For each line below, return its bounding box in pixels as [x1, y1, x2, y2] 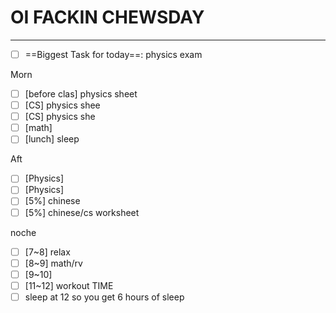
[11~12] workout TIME [24, 279, 114, 291]
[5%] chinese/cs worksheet [24, 206, 140, 218]
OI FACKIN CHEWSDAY [10, 6, 205, 29]
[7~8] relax [24, 246, 71, 258]
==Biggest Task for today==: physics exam [24, 48, 203, 60]
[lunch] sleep [24, 133, 80, 145]
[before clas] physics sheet [24, 88, 138, 100]
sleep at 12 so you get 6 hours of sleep [24, 291, 185, 303]
